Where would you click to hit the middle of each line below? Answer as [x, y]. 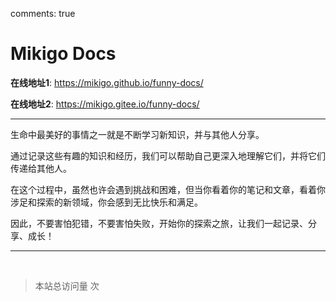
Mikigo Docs [63, 54]
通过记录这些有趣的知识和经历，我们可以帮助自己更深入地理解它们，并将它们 [168, 155]
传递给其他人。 [41, 168]
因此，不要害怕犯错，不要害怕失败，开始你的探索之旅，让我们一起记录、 [159, 223]
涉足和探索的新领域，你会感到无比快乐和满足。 [106, 202]
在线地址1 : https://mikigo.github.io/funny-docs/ [107, 82]
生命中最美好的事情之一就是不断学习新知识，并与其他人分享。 [137, 134]
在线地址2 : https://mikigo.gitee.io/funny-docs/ [105, 104]
